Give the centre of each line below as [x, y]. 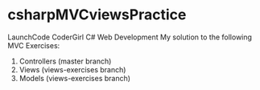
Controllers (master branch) [65, 61]
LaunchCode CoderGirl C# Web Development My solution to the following [130, 37]
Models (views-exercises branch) [74, 78]
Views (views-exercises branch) [72, 69]
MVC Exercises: [34, 45]
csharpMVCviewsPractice [97, 15]
